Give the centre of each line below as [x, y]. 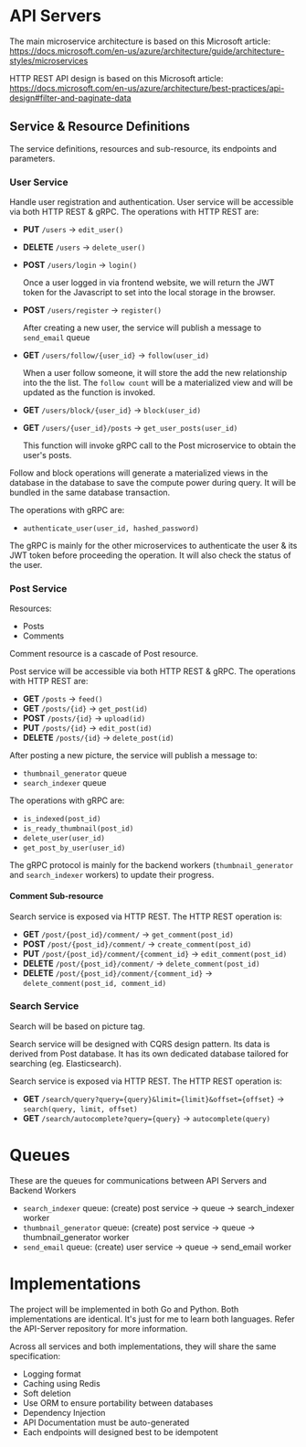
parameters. [32, 158]
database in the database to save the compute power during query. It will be [153, 483]
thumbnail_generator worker [76, 1237]
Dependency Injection [64, 1412]
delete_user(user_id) [63, 839]
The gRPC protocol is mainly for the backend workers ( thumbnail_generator [152, 865]
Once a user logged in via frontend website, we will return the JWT [148, 283]
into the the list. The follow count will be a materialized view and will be [158, 383]
